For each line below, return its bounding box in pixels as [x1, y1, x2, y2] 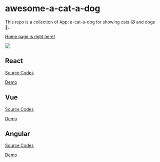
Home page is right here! [5, 34, 55, 39]
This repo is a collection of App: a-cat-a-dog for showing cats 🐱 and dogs [5, 19, 155, 25]
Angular [5, 129, 30, 138]
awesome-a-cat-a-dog [5, 3, 100, 14]
